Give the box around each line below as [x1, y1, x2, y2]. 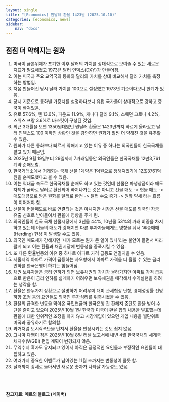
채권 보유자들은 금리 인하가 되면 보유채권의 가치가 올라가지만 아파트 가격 [13, 269, 154, 275]
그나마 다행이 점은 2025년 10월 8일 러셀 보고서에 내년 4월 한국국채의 [13, 332, 148, 338]
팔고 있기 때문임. [13, 148, 46, 155]
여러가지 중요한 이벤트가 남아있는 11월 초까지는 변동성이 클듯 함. [13, 357, 138, 363]
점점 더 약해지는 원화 [6, 46, 65, 55]
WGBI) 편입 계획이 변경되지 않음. [27, 338, 92, 344]
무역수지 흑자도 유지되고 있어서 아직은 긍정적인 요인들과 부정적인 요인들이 [13, 344, 157, 350]
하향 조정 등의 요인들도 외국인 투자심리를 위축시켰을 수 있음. [13, 294, 130, 300]
